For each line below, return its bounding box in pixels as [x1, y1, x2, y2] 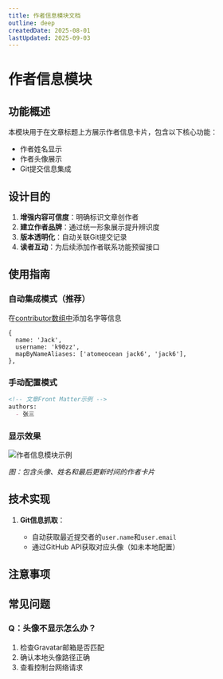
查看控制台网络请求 [19, 662, 84, 672]
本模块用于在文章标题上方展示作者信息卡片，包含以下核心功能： [8, 127, 217, 137]
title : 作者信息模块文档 [8, 11, 81, 20]
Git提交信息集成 [19, 164, 72, 174]
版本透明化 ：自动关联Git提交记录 [19, 232, 127, 242]
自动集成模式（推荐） [8, 294, 90, 305]
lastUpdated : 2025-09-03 [8, 33, 91, 42]
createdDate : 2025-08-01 [8, 26, 91, 34]
